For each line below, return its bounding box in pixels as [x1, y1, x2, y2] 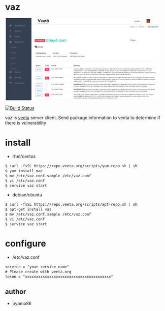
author [5, 287, 26, 296]
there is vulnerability [5, 120, 47, 125]
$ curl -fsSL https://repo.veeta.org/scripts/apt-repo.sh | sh [5, 202, 138, 207]
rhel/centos [12, 153, 36, 159]
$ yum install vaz [5, 168, 43, 173]
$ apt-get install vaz [5, 207, 52, 212]
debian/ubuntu [12, 191, 42, 198]
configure [5, 238, 46, 249]
